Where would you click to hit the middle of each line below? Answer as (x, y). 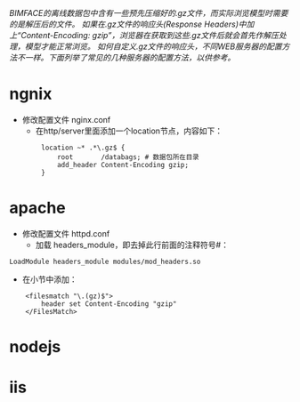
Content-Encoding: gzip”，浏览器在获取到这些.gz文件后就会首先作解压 (150, 35)
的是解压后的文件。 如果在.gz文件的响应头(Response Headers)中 (128, 24)
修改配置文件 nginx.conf (66, 119)
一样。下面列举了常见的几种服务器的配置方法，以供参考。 (130, 57)
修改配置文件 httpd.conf (66, 233)
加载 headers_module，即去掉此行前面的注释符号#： (132, 245)
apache (38, 208)
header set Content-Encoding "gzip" (109, 304)
